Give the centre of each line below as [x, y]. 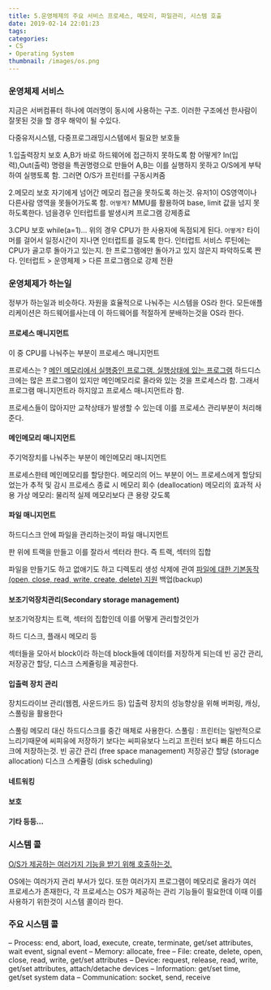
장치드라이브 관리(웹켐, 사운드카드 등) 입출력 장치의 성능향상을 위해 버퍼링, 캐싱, [134, 703]
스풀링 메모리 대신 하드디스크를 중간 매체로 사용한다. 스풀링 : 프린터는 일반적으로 [135, 731]
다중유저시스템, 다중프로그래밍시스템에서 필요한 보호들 [94, 138]
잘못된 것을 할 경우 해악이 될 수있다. [65, 121]
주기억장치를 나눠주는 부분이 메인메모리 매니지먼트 [88, 457]
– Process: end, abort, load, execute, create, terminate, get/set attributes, [131, 942]
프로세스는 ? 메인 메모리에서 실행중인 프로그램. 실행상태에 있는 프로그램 [120, 370]
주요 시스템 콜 [34, 924]
